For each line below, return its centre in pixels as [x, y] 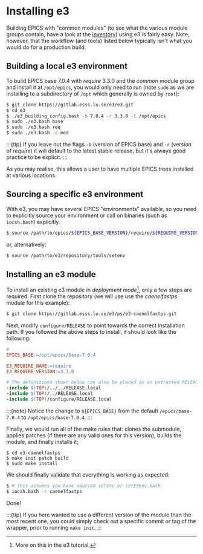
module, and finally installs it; [42, 442]
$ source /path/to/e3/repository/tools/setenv [66, 255]
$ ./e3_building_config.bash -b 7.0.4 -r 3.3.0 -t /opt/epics [86, 116]
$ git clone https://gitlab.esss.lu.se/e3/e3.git [70, 105]
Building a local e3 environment [67, 66]
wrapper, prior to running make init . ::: [54, 527]
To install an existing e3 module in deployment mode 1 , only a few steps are [99, 290]
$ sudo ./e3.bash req [34, 127]
